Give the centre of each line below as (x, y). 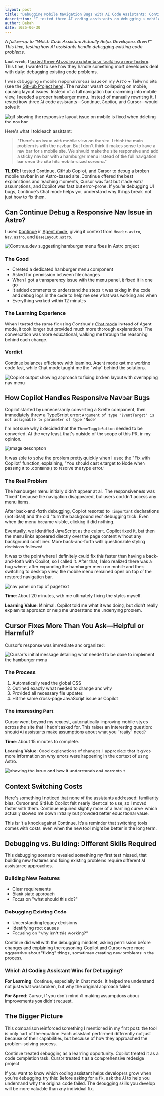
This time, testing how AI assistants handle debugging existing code (74, 47)
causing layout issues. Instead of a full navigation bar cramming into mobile (81, 92)
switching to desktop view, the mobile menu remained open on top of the (79, 571)
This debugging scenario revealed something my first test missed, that (76, 855)
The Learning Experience (36, 313)
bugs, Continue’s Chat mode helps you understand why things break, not (78, 192)
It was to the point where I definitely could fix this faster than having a (75, 556)
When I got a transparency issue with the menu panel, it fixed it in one (82, 280)
